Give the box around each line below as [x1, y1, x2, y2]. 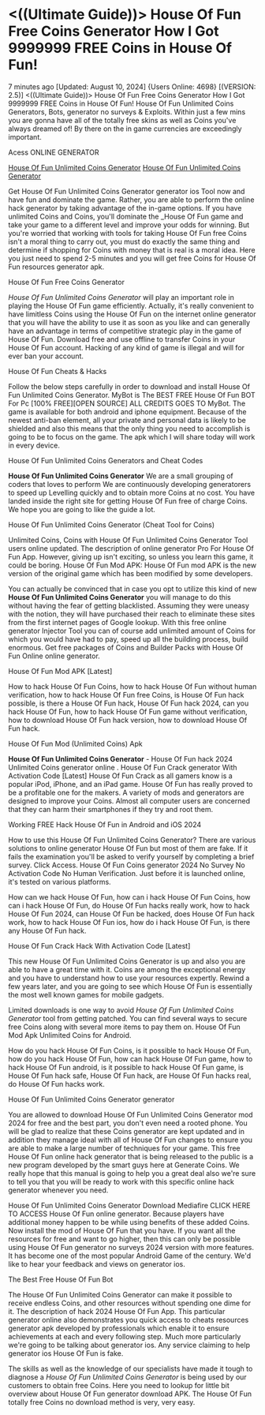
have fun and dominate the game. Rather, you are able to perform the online [8, 195, 255, 204]
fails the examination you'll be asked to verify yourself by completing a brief [8, 852, 255, 861]
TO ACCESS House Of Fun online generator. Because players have [8, 1209, 225, 1218]
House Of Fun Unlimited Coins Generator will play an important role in [8, 292, 235, 301]
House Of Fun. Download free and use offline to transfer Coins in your [8, 334, 236, 344]
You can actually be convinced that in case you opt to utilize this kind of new [8, 584, 257, 593]
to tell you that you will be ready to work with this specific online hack [8, 1177, 234, 1186]
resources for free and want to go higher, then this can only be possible [8, 1233, 241, 1244]
